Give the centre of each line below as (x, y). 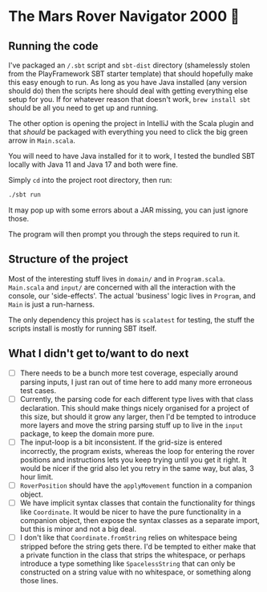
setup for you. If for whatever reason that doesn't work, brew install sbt (129, 99)
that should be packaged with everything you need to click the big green (128, 132)
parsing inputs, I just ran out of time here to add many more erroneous (136, 382)
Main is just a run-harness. (51, 304)
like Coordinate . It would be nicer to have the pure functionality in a (131, 512)
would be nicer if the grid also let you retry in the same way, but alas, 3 (137, 468)
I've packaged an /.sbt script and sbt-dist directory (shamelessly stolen (129, 65)
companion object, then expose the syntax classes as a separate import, (140, 520)
